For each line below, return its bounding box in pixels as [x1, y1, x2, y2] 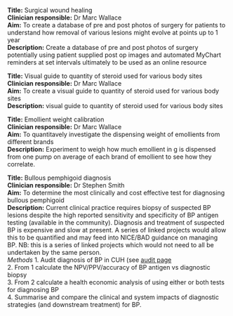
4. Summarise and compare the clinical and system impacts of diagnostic [7, 293, 220, 301]
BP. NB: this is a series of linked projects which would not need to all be [7, 241, 214, 249]
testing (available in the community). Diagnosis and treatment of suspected [7, 218, 225, 227]
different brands [7, 138, 54, 146]
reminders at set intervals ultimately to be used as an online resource [7, 58, 207, 66]
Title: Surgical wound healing [7, 6, 93, 14]
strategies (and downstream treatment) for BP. [7, 301, 142, 308]
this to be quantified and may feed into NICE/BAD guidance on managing [7, 233, 218, 242]
